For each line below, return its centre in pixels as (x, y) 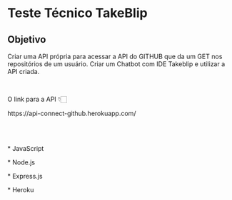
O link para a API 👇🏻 (37, 99)
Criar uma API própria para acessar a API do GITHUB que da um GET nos (115, 56)
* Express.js (25, 176)
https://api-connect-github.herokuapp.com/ (72, 113)
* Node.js (21, 162)
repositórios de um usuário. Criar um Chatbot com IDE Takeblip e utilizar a (116, 64)
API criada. (24, 72)
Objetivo (27, 40)
